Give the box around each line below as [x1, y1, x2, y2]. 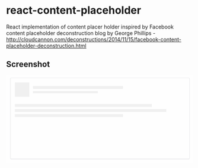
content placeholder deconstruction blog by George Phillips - [6, 29, 156, 36]
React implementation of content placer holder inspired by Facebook [6, 23, 174, 30]
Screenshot [6, 59, 50, 69]
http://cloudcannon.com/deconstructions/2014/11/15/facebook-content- [6, 36, 182, 43]
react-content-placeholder [6, 4, 141, 17]
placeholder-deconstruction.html [6, 42, 87, 49]
